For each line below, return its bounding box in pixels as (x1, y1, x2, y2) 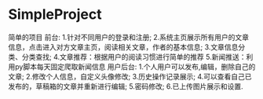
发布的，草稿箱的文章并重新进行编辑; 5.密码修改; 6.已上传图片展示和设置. (8, 81, 243, 91)
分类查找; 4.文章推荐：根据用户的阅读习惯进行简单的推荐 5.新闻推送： (21, 52, 247, 61)
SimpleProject (8, 5, 102, 24)
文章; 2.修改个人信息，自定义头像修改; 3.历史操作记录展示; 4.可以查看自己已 (8, 71, 253, 81)
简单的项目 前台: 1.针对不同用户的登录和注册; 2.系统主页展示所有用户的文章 (8, 32, 250, 42)
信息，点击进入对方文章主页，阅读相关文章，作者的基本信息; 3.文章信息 (8, 42, 239, 52)
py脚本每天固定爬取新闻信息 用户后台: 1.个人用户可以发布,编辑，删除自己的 (14, 61, 256, 71)
